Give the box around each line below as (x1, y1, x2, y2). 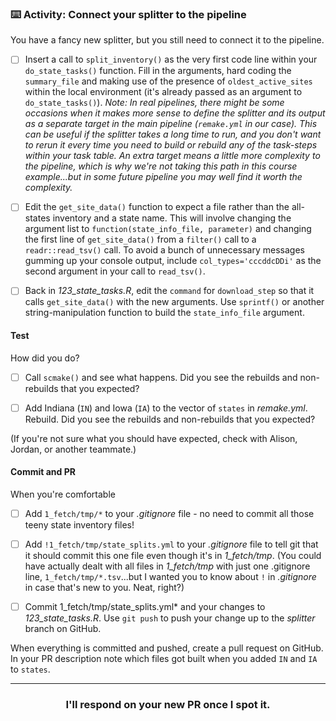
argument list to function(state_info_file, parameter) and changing (24, 223, 312, 235)
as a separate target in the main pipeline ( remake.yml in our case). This (24, 118, 318, 130)
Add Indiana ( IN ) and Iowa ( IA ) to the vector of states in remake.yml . (24, 402, 308, 414)
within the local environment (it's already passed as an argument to (24, 86, 303, 98)
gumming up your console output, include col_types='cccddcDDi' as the (24, 255, 322, 267)
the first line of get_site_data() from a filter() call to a (24, 233, 257, 246)
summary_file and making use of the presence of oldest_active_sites (24, 75, 313, 87)
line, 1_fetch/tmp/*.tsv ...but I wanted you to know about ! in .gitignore (24, 571, 317, 583)
